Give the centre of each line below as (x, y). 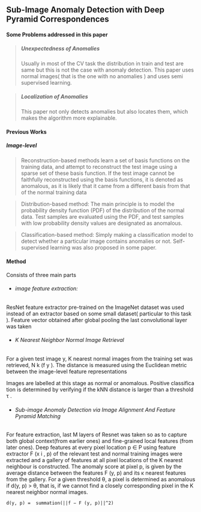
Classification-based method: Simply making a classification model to (107, 235)
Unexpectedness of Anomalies (60, 48)
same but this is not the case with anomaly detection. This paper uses (107, 70)
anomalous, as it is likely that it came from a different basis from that (105, 186)
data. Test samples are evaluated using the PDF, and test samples (102, 217)
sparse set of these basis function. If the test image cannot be (98, 173)
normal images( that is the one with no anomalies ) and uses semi (102, 76)
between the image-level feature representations (67, 371)
